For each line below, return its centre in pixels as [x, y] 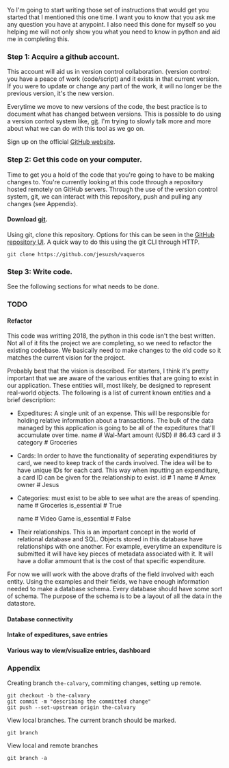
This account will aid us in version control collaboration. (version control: [109, 72]
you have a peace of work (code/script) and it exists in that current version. [113, 79]
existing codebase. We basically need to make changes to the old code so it [114, 350]
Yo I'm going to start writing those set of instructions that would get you [108, 10]
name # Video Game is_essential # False [74, 519]
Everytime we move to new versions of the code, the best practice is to [107, 107]
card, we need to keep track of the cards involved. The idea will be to [114, 463]
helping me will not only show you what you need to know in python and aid [114, 32]
